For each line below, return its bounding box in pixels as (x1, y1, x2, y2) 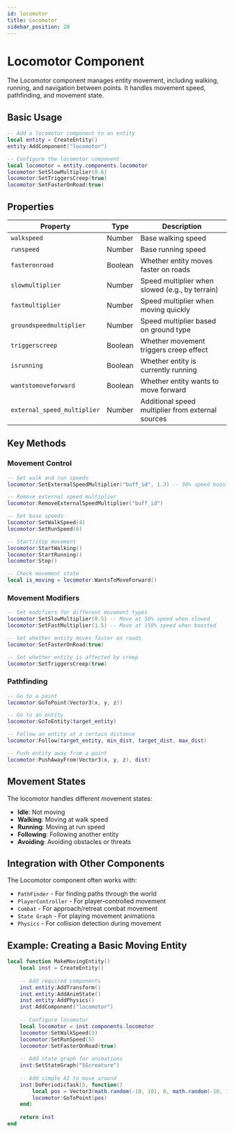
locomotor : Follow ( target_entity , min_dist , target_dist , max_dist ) (7, 737, 208, 744)
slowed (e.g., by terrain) (140, 284, 219, 294)
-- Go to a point (7, 693, 58, 699)
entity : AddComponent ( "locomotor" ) (7, 142, 108, 150)
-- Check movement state (7, 570, 79, 577)
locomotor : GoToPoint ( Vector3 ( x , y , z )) (7, 699, 123, 706)
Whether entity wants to (140, 376, 219, 386)
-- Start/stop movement (7, 538, 77, 545)
